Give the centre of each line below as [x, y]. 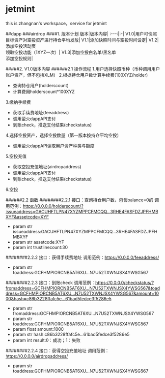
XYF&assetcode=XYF [27, 217]
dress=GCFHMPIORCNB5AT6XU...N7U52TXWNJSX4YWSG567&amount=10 [82, 293]
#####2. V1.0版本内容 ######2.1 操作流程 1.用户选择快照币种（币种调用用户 [83, 69]
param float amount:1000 [38, 329]
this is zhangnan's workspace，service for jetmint [56, 23]
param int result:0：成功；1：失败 [46, 340]
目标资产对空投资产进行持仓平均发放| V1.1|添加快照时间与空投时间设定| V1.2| [82, 40]
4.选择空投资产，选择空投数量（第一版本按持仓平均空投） [64, 135]
